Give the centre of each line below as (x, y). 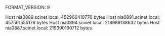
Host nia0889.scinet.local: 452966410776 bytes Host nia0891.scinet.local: (83, 17)
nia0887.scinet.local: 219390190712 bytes (49, 28)
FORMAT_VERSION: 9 (28, 7)
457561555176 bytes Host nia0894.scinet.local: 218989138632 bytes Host (82, 23)
